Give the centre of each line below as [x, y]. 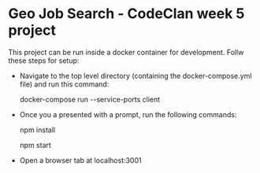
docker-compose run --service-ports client [90, 99]
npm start [35, 145]
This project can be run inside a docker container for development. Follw [126, 52]
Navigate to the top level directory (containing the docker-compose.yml [136, 75]
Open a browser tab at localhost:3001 [80, 160]
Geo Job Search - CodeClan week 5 [126, 14]
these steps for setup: [44, 61]
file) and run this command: [64, 84]
